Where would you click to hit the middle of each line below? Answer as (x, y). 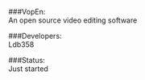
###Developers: (35, 36)
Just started (28, 69)
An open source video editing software (73, 20)
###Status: (27, 60)
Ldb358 (21, 44)
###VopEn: (27, 12)
